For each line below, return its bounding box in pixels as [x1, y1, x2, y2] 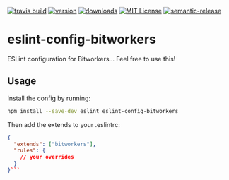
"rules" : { [13, 147, 46, 155]
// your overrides [20, 154, 74, 161]
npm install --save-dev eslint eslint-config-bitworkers [7, 107, 179, 114]
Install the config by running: [7, 94, 90, 102]
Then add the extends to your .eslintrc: [7, 120, 120, 128]
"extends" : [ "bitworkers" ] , [13, 140, 97, 148]
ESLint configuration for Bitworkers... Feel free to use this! [7, 54, 176, 63]
